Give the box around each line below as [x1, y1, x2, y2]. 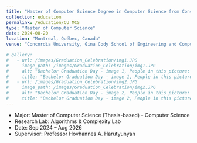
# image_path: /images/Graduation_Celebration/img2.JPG [6, 84, 157, 91]
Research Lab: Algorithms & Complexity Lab [14, 118, 121, 125]
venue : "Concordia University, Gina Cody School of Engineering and [6, 42, 177, 47]
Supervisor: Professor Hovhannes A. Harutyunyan [14, 130, 136, 137]
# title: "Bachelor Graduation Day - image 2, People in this [6, 96, 172, 101]
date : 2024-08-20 [6, 30, 49, 36]
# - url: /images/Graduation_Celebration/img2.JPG [6, 79, 138, 85]
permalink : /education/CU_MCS [6, 19, 80, 25]
